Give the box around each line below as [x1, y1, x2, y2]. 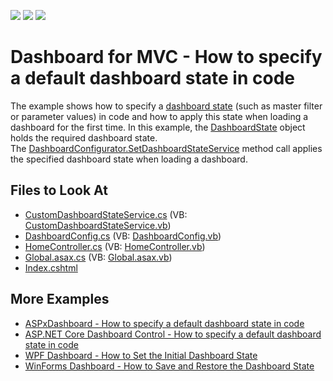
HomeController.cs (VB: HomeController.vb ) [24, 240, 206, 252]
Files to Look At [10, 182, 108, 199]
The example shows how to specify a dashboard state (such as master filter [10, 100, 323, 112]
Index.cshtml [24, 261, 78, 274]
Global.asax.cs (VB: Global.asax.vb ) [24, 251, 173, 263]
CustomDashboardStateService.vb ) [24, 219, 172, 231]
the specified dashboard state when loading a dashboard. [10, 153, 248, 165]
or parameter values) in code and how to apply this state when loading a [10, 110, 309, 122]
